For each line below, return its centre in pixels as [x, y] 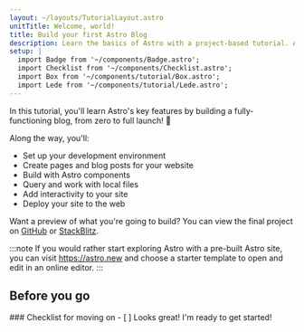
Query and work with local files [80, 184]
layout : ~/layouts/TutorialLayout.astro [87, 18]
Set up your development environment [94, 156]
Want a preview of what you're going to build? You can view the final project [151, 221]
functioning [31, 120]
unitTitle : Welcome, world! [62, 26]
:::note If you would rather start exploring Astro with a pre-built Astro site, [146, 248]
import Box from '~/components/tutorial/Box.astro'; [119, 77]
